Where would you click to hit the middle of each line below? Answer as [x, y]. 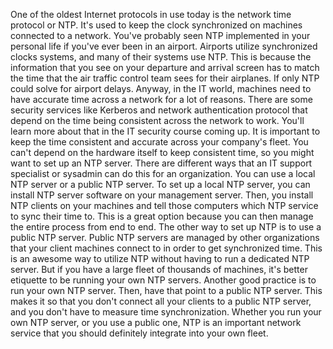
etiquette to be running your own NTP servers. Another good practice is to [163, 280]
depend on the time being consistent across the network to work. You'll [157, 120]
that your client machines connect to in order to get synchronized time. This [166, 248]
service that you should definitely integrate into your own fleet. [139, 333]
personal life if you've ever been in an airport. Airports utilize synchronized [164, 46]
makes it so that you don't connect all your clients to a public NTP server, [161, 301]
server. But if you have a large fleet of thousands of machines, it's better [159, 269]
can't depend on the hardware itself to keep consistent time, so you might [162, 152]
